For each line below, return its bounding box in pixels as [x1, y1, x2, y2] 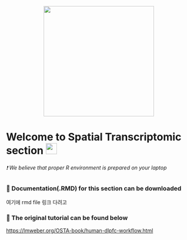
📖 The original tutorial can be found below [6, 214, 128, 222]
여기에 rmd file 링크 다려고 [6, 198, 68, 205]
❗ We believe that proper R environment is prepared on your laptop [6, 164, 167, 171]
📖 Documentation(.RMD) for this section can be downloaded [6, 185, 182, 193]
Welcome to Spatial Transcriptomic [6, 131, 182, 144]
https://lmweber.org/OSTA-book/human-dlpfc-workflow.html [6, 227, 153, 234]
